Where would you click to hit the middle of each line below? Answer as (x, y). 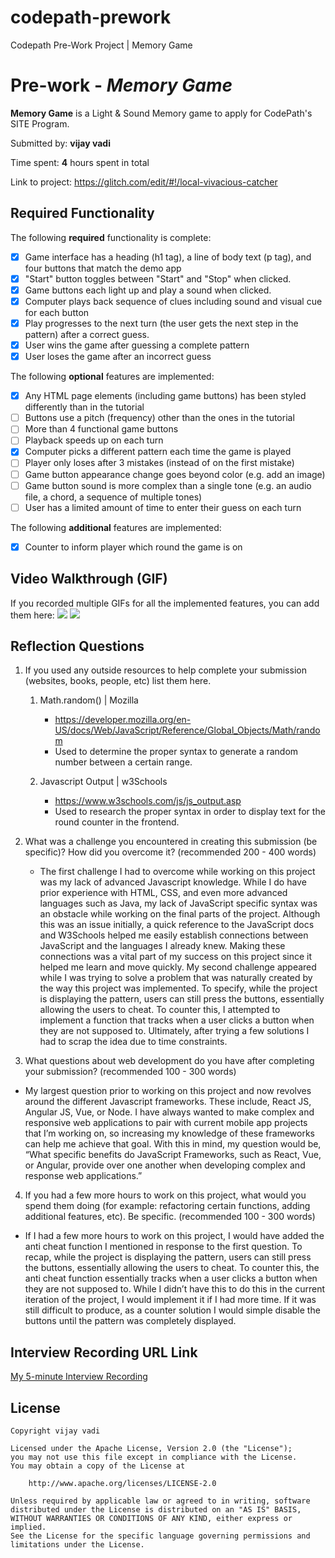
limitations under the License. (77, 1545)
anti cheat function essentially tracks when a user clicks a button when (171, 1278)
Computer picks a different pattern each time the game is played (158, 452)
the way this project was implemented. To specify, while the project (178, 988)
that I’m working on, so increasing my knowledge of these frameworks (169, 1133)
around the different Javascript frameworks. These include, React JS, (168, 1102)
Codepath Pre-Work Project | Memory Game (101, 45)
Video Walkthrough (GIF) (89, 579)
